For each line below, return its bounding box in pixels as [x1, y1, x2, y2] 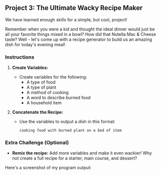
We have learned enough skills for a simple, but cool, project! [5, 16, 128, 22]
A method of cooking [26, 90, 69, 95]
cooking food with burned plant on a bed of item [19, 128, 122, 133]
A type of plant [26, 84, 57, 90]
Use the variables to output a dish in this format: [19, 119, 115, 125]
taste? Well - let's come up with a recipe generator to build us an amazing [5, 36, 152, 42]
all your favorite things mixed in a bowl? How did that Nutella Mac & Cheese [5, 31, 156, 37]
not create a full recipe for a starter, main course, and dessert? [12, 155, 137, 161]
